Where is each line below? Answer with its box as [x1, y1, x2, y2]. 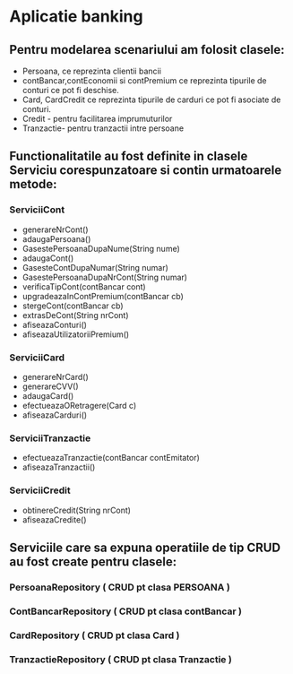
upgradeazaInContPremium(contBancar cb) [22, 290, 184, 301]
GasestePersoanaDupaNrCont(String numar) [22, 272, 188, 282]
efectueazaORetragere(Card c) [22, 400, 137, 410]
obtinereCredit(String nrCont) [22, 505, 132, 515]
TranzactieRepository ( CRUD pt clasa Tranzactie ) [9, 652, 233, 665]
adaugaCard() [22, 390, 74, 401]
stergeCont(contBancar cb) [22, 300, 124, 311]
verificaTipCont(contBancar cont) [22, 281, 146, 292]
